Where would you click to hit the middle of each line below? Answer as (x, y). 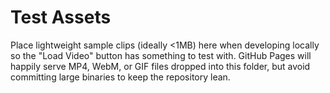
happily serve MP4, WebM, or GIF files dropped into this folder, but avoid (160, 66)
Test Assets (61, 17)
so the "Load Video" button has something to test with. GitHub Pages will (161, 55)
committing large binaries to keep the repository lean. (120, 77)
